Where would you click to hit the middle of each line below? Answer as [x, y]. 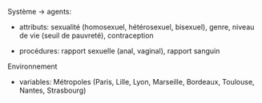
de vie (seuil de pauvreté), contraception [86, 36]
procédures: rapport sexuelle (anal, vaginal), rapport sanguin [119, 51]
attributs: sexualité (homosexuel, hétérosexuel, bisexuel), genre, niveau [137, 27]
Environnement [32, 66]
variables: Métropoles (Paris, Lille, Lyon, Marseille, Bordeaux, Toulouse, [137, 82]
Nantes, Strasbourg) [52, 90]
